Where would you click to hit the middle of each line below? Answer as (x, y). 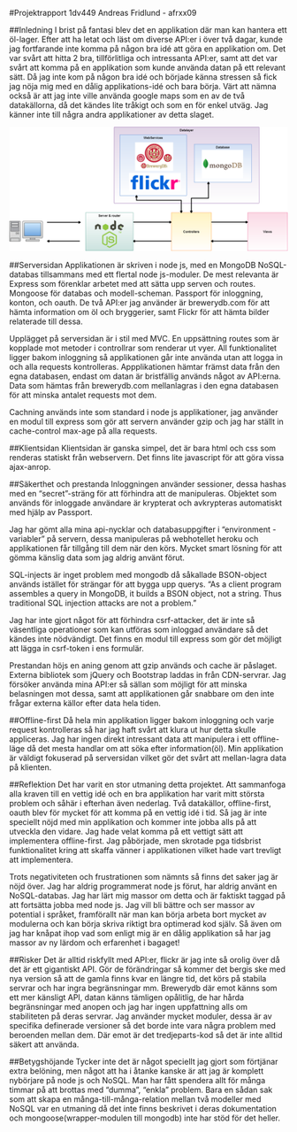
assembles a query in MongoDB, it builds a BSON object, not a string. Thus (145, 594)
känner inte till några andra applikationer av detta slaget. (112, 115)
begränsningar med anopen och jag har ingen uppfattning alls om (128, 1007)
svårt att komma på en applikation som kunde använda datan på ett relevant (147, 67)
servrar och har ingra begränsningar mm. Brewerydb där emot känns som (143, 988)
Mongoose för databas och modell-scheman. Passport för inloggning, (136, 293)
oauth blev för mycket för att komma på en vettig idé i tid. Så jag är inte (138, 812)
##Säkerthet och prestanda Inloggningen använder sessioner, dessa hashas (148, 484)
